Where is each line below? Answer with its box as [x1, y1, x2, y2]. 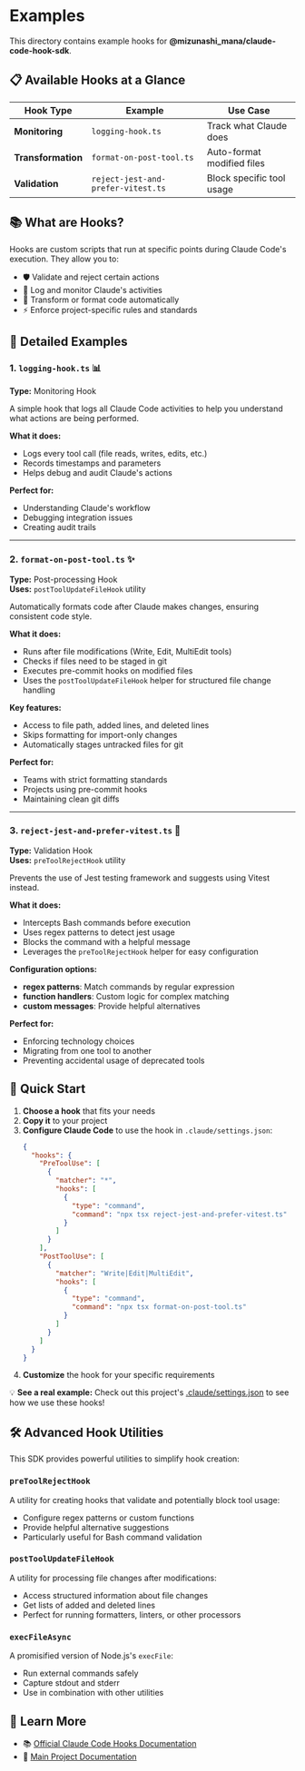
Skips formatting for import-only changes [22, 729, 178, 740]
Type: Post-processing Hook [9, 574, 118, 585]
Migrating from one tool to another [22, 1045, 152, 1056]
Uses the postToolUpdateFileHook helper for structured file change [22, 674, 271, 685]
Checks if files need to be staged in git [22, 655, 168, 666]
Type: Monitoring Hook [9, 386, 97, 397]
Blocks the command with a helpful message [22, 936, 191, 947]
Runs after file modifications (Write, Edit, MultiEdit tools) [22, 645, 232, 656]
